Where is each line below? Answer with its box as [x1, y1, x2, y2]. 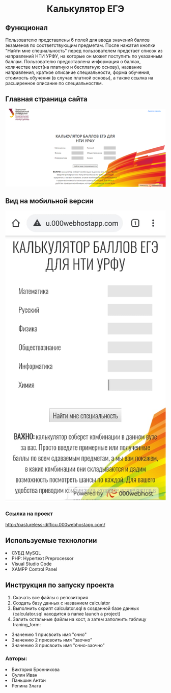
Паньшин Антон [12, 677, 46, 683]
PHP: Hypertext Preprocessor [12, 555, 74, 561]
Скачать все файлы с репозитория [12, 594, 88, 600]
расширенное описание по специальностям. [5, 80, 103, 86]
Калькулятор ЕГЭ [46, 3, 125, 15]
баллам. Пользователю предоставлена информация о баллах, [5, 59, 141, 64]
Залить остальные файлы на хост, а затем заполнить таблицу [12, 616, 147, 622]
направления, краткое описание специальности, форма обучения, [5, 69, 151, 75]
